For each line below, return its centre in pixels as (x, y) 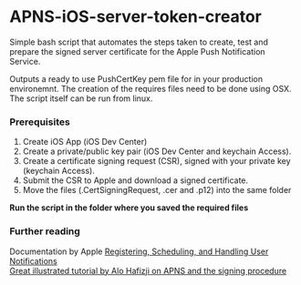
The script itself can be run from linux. (81, 98)
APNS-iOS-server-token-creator (135, 17)
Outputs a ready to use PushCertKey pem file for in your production (136, 78)
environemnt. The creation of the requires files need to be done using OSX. (150, 88)
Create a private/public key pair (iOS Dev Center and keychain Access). (157, 151)
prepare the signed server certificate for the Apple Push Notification (138, 51)
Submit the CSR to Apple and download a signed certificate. (135, 180)
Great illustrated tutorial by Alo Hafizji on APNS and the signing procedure (148, 270)
